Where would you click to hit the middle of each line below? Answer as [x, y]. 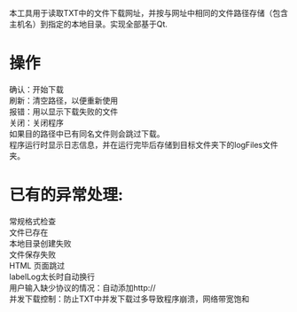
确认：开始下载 [36, 89]
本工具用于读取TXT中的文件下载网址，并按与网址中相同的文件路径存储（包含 [149, 13]
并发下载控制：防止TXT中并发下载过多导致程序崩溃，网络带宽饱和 [129, 299]
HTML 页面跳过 [37, 265]
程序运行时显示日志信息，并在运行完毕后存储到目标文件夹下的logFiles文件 [144, 144]
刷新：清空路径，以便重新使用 [63, 100]
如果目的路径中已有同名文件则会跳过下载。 [87, 133]
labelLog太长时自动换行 [52, 277]
